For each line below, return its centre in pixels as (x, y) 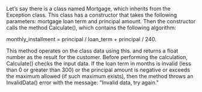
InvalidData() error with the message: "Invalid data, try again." (83, 82)
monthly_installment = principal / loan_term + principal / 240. (81, 39)
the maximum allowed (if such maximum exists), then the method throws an (100, 76)
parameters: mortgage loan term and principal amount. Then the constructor (101, 21)
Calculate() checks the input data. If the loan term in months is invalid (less (99, 63)
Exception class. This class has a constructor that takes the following (92, 15)
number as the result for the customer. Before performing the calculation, (97, 57)
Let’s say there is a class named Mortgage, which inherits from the (89, 9)
